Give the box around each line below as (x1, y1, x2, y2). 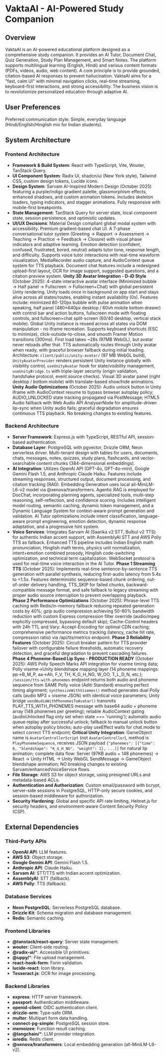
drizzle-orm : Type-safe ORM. (12, 1010, 73, 1016)
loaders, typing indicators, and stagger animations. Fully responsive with (12, 199, 161, 205)
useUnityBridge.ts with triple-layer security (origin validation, (12, 368, 138, 374)
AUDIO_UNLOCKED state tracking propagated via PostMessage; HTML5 (12, 394, 160, 400)
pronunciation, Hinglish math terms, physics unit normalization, (12, 544, 141, 550)
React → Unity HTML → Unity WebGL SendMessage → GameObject (12, 755, 151, 761)
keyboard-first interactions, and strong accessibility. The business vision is (5, 83, 158, 89)
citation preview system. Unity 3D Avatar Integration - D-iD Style (12, 273, 147, 279)
